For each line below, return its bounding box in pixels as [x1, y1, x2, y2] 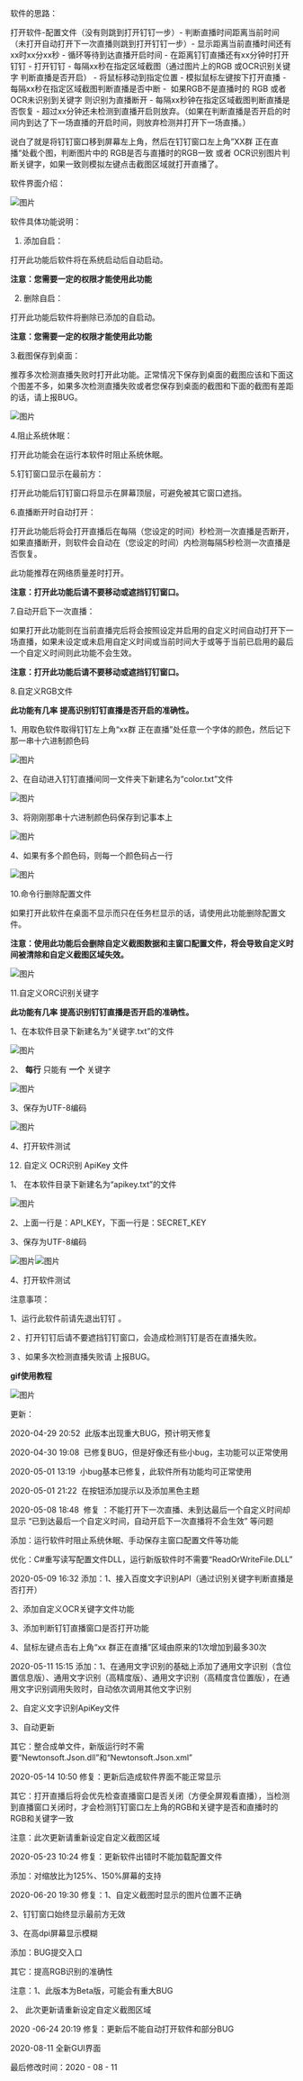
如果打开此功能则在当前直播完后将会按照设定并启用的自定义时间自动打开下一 [10, 625, 294, 635]
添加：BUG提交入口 [10, 1947, 84, 1958]
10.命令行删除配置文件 [10, 888, 93, 899]
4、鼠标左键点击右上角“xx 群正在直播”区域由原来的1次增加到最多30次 [10, 1642, 267, 1652]
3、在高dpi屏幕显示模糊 [10, 1928, 98, 1939]
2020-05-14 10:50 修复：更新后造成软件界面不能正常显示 [10, 1771, 222, 1782]
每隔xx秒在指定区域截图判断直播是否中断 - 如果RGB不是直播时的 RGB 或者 [10, 84, 287, 94]
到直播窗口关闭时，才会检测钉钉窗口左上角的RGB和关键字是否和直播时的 [10, 1802, 279, 1813]
